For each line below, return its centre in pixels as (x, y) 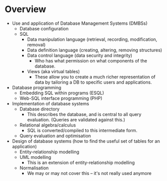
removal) (36, 44)
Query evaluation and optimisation (55, 136)
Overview (25, 9)
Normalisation (34, 168)
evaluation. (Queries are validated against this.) (76, 119)
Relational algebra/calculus (48, 125)
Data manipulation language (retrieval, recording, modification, (92, 39)
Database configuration (44, 28)
